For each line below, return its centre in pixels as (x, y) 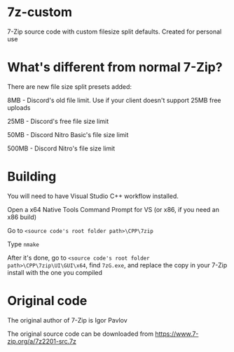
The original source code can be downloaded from (81, 334)
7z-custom (40, 12)
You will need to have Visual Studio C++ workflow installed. (93, 196)
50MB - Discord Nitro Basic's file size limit (68, 134)
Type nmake (23, 244)
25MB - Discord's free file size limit (58, 121)
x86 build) (22, 217)
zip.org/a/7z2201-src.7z (42, 341)
